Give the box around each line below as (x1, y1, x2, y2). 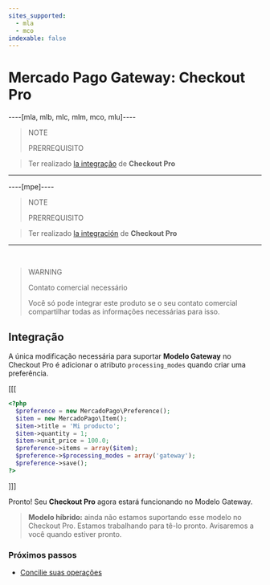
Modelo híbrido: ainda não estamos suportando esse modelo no (27, 512, 243, 522)
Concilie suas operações (19, 567, 103, 578)
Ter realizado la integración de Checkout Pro (27, 229, 178, 238)
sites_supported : (8, 11, 67, 20)
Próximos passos (8, 549, 77, 560)
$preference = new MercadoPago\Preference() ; (15, 407, 171, 415)
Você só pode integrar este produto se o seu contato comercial (27, 299, 238, 308)
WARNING (27, 267, 63, 277)
